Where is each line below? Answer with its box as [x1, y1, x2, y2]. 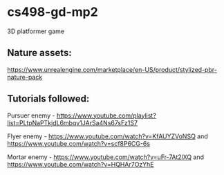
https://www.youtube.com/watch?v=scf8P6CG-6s [7, 139, 151, 147]
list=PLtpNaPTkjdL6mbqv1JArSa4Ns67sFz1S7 [7, 118, 138, 127]
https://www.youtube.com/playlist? [56, 111, 157, 120]
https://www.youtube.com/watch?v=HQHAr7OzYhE [7, 160, 154, 168]
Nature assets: [7, 47, 73, 59]
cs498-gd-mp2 [7, 4, 98, 20]
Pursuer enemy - [7, 111, 55, 120]
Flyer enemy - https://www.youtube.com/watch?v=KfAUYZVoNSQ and [7, 132, 209, 140]
